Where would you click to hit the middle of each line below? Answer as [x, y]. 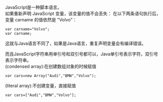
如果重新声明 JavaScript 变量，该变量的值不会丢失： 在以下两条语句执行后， [83, 13]
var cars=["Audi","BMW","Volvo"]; [41, 95]
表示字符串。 [18, 60]
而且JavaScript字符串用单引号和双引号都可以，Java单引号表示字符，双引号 [82, 54]
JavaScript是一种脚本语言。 [33, 7]
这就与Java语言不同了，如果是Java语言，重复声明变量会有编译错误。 [76, 43]
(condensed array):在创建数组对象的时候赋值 [51, 66]
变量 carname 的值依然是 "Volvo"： [41, 20]
